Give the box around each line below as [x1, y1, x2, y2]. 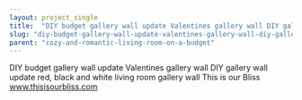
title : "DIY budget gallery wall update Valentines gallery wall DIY [9, 21, 280, 30]
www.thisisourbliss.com [9, 81, 98, 92]
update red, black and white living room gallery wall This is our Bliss [9, 72, 261, 83]
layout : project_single [9, 12, 99, 22]
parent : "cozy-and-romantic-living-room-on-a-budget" [9, 37, 216, 47]
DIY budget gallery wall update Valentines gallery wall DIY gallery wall [9, 62, 268, 73]
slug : [9, 29, 30, 38]
